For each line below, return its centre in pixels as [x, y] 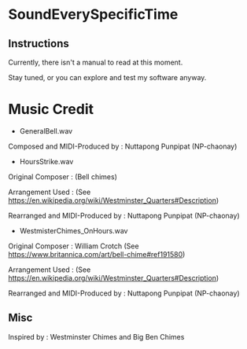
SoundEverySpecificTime [93, 15]
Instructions [39, 44]
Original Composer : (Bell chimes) [63, 176]
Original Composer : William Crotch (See [74, 246]
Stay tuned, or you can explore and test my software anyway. [107, 77]
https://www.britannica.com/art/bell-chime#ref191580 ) [97, 254]
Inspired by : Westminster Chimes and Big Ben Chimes [96, 336]
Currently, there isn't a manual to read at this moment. [96, 62]
